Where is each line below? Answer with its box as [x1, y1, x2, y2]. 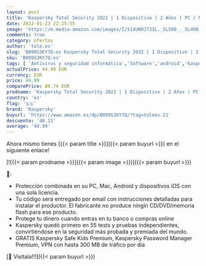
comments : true [6, 32, 45, 38]
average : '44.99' [6, 123, 51, 130]
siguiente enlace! [6, 147, 50, 154]
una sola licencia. [15, 189, 59, 197]
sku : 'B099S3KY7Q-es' [6, 55, 62, 61]
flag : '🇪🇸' [6, 100, 37, 106]
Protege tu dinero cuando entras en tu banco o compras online [15, 215, 175, 222]
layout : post [6, 9, 40, 15]
